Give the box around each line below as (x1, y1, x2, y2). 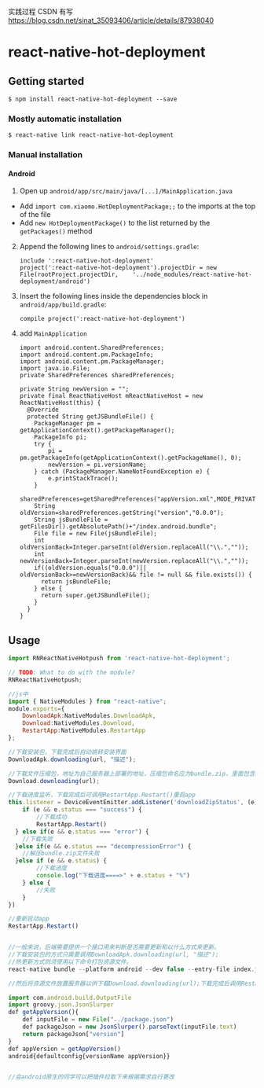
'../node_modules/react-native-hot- (132, 270, 253, 279)
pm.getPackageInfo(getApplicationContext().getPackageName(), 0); (19, 454, 242, 462)
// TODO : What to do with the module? (8, 669, 135, 677)
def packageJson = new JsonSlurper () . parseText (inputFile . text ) (22, 1023, 237, 1031)
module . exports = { (8, 704, 65, 713)
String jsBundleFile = (34, 516, 108, 524)
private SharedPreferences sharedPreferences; (19, 372, 175, 380)
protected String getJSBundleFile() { (27, 413, 154, 421)
